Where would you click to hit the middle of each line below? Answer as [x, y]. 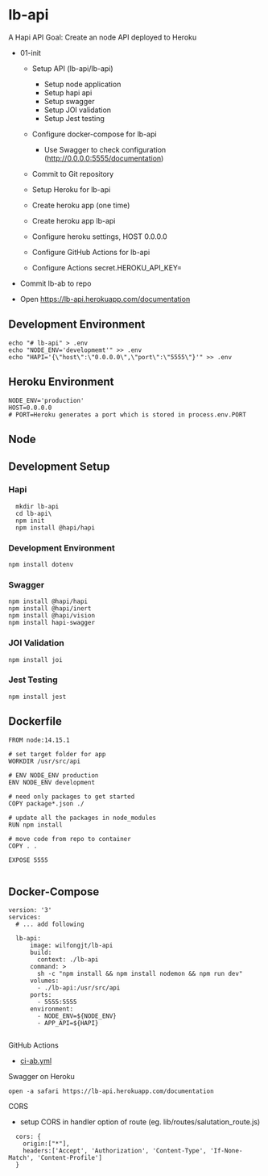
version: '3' [30, 910]
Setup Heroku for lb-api [71, 189]
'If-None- [226, 1151]
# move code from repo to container [70, 839]
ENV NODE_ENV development [52, 782]
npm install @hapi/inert [50, 609]
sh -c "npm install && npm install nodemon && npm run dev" [140, 974]
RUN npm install [35, 825]
